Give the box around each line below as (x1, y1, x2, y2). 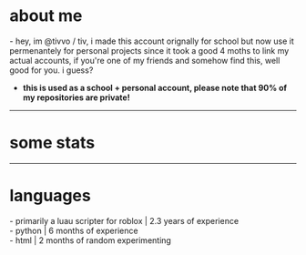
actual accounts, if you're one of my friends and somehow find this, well (9, 55, 280, 66)
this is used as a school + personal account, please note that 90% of (22, 82, 288, 93)
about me (9, 5, 83, 26)
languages (9, 186, 91, 206)
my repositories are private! (22, 92, 130, 103)
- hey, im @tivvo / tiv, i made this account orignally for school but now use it (9, 36, 294, 46)
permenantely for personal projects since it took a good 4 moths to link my (9, 45, 290, 56)
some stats (9, 133, 96, 153)
